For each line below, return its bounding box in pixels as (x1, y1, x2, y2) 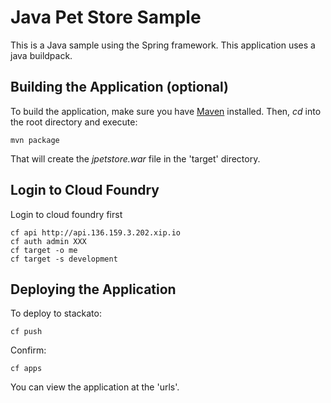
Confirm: (10, 344, 47, 356)
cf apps (10, 364, 43, 374)
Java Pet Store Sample (10, 6, 202, 29)
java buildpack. (10, 49, 73, 61)
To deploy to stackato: (10, 307, 102, 320)
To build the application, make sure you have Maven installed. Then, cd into (10, 105, 322, 117)
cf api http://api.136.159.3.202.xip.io (10, 227, 182, 238)
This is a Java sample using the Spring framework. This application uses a (10, 39, 316, 51)
